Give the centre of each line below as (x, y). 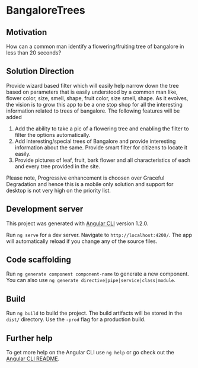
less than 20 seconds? (33, 53)
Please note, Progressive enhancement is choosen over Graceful (85, 178)
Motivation (27, 32)
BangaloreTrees (46, 10)
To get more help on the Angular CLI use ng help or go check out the (90, 353)
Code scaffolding (39, 260)
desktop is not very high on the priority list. (59, 190)
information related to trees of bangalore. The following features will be (93, 111)
